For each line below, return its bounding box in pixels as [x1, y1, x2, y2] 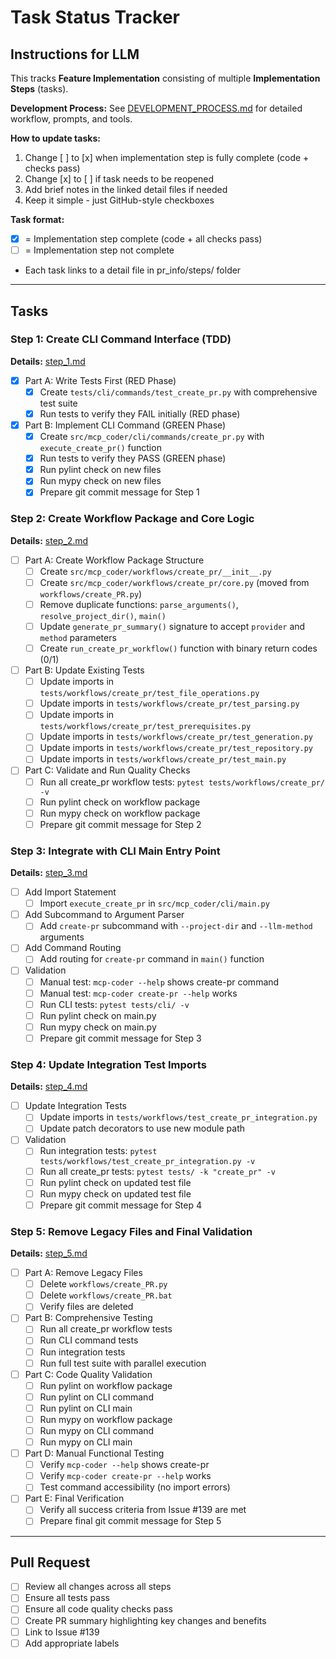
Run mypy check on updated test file [39, 1187, 192, 1200]
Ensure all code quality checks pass [24, 1603, 173, 1615]
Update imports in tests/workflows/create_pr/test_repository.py [39, 742, 314, 754]
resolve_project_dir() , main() [39, 609, 167, 621]
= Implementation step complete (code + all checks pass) [24, 233, 263, 245]
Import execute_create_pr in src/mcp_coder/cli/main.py [39, 897, 270, 910]
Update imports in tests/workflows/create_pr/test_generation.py [39, 731, 314, 743]
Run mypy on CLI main [39, 1436, 133, 1448]
